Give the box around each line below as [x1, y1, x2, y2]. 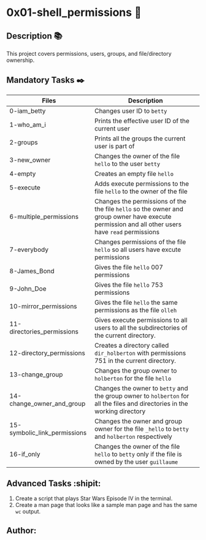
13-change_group [9, 370, 63, 379]
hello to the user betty [94, 159, 161, 168]
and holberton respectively [94, 432, 173, 441]
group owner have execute [94, 212, 172, 221]
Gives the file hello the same [94, 298, 178, 306]
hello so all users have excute [94, 245, 181, 254]
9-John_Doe [9, 284, 47, 293]
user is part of [94, 142, 135, 150]
